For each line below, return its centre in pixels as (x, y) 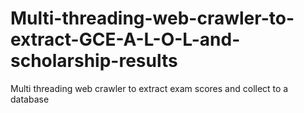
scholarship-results (94, 61)
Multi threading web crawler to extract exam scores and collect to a (149, 88)
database (30, 99)
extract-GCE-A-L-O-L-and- (125, 39)
